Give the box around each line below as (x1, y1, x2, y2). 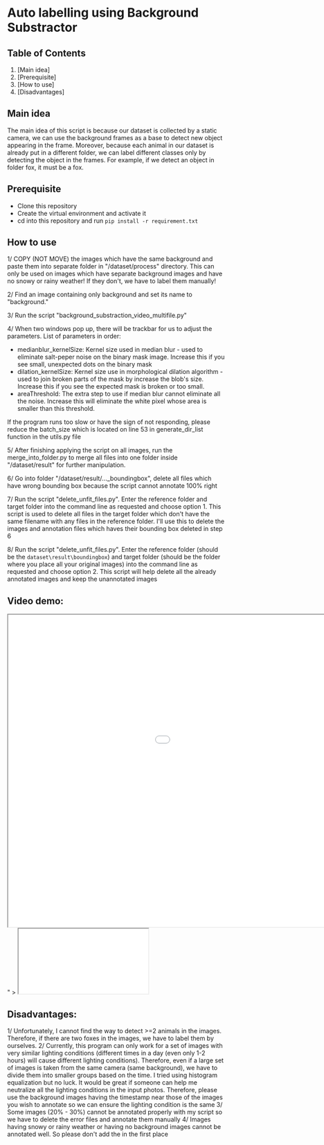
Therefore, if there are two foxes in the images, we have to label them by (7, 1034, 215, 1042)
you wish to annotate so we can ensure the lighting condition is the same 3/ (7, 1101, 223, 1109)
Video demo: (7, 595, 64, 607)
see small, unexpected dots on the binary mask (17, 360, 152, 368)
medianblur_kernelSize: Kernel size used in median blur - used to (17, 346, 203, 354)
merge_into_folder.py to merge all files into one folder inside (7, 453, 178, 462)
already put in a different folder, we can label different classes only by (7, 148, 206, 157)
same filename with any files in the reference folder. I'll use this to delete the (7, 517, 225, 525)
